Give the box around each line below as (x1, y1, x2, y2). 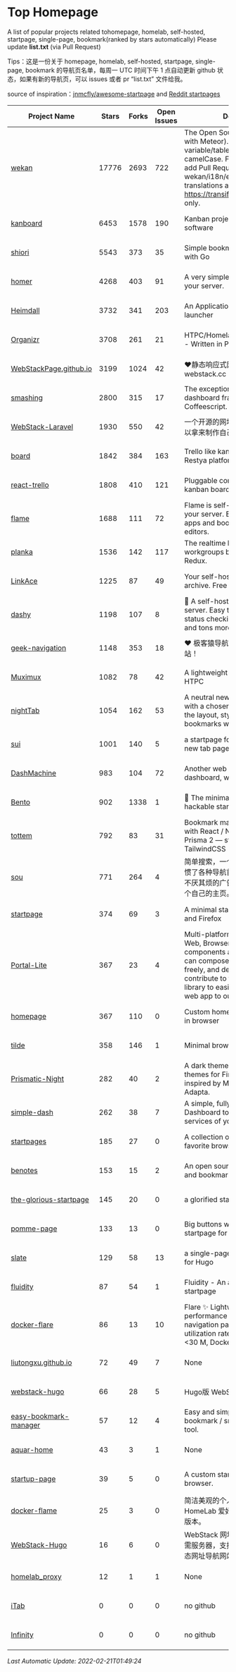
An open (184, 1161, 213, 1171)
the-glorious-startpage (11, 1194, 89, 1204)
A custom (184, 1469, 216, 1479)
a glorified (184, 1194, 218, 1204)
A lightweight (184, 668, 228, 677)
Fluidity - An (184, 1277, 226, 1287)
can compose (184, 956, 230, 966)
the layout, (184, 710, 219, 720)
